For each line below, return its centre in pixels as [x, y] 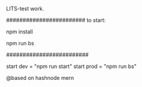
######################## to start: [56, 20]
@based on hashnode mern [40, 78]
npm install [20, 32]
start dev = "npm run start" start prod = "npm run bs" [71, 66]
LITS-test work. [25, 9]
